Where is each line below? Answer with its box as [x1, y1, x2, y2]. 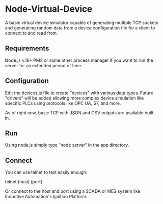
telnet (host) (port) [5, 179, 43, 185]
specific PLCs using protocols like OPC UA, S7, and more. [5, 100, 121, 106]
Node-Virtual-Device [5, 3, 92, 15]
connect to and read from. [5, 30, 58, 36]
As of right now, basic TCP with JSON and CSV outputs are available [5, 109, 144, 116]
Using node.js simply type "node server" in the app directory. [5, 142, 129, 148]
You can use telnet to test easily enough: [5, 169, 87, 175]
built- [144, 109, 156, 116]
